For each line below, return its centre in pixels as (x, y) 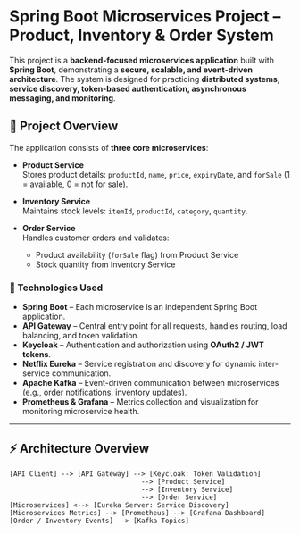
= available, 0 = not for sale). (75, 184)
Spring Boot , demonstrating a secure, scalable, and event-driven (131, 70)
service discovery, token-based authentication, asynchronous (128, 88)
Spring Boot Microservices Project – (145, 17)
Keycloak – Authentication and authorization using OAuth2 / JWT (143, 345)
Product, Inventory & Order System (142, 35)
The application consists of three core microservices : (109, 147)
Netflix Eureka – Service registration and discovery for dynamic (139, 364)
